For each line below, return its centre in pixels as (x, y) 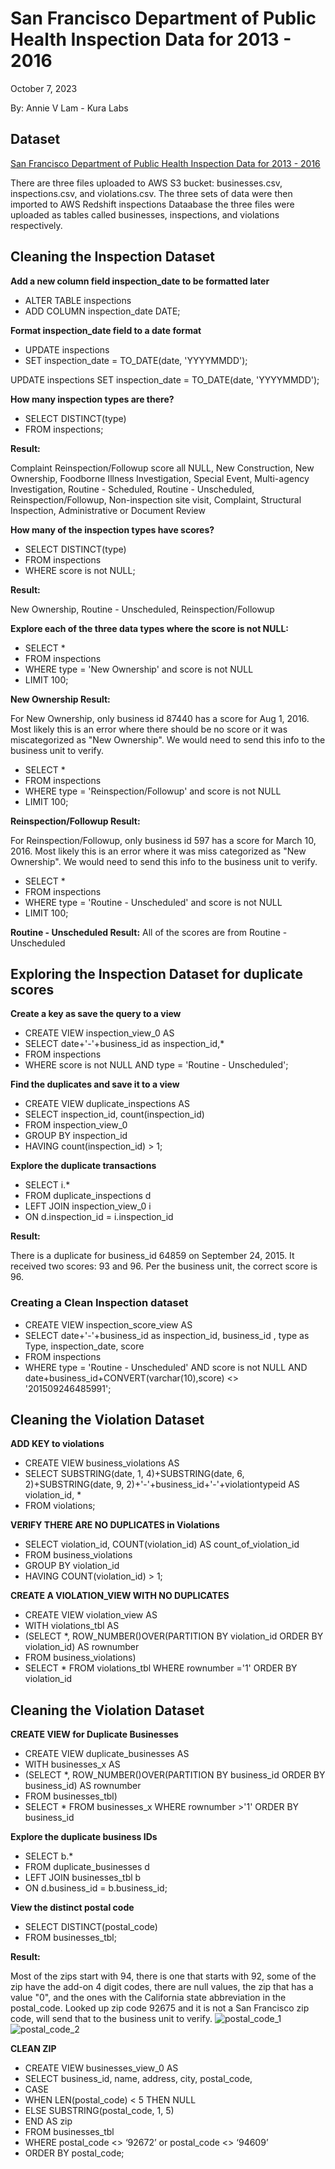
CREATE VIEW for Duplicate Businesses (94, 1734)
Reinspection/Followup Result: (75, 821)
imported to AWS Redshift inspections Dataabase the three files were (152, 204)
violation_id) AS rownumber (82, 1647)
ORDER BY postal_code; (74, 2153)
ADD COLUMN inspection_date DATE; (102, 311)
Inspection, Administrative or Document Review (108, 510)
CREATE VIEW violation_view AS (91, 1615)
